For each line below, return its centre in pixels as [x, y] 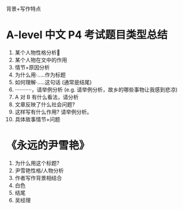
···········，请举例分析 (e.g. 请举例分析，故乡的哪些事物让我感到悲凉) [96, 89]
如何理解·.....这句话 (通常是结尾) [53, 82]
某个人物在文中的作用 [41, 60]
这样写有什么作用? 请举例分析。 [53, 112]
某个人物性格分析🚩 [37, 52]
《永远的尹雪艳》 [48, 146]
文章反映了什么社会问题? [45, 104]
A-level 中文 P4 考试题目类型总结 [87, 35]
